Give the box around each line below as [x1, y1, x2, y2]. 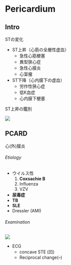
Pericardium [5, 3, 56, 15]
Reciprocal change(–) [19, 255, 62, 261]
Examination [5, 219, 30, 225]
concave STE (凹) [19, 249, 55, 255]
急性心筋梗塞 [19, 53, 45, 59]
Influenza [19, 181, 38, 187]
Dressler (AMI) [12, 208, 41, 214]
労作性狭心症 [19, 83, 45, 89]
